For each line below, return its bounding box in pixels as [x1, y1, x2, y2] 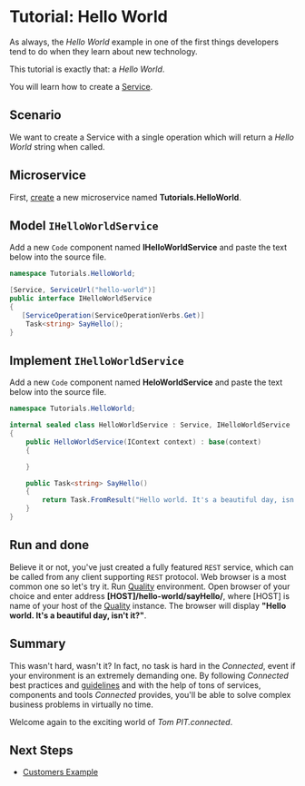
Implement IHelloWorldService [9, 352, 184, 368]
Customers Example [22, 767, 98, 778]
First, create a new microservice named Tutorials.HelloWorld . [9, 192, 242, 202]
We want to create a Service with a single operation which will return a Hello [9, 132, 295, 142]
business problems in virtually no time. [9, 699, 154, 710]
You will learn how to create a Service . [9, 81, 153, 92]
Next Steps [9, 742, 74, 758]
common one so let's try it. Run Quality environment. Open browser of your [9, 581, 290, 592]
